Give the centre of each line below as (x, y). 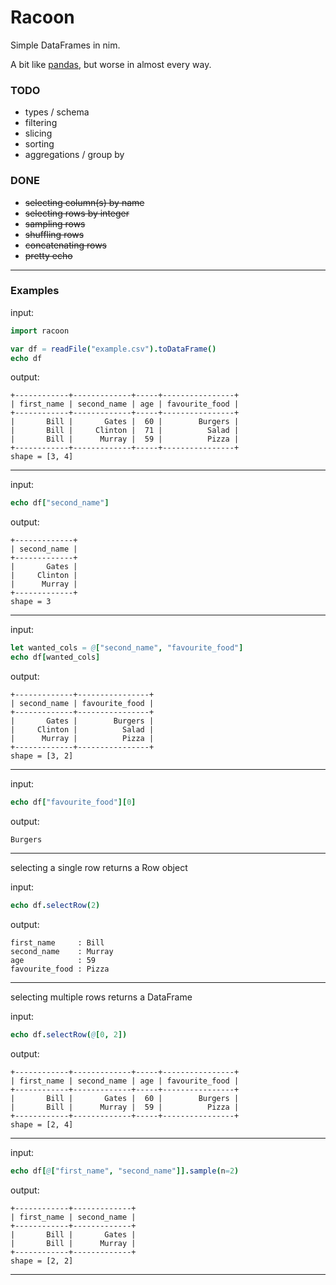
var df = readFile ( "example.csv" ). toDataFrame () (113, 349)
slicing (38, 133)
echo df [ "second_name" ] (60, 503)
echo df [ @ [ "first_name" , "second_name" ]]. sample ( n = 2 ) (125, 1171)
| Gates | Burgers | (82, 721)
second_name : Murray (62, 951)
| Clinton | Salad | (82, 730)
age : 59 (53, 960)
